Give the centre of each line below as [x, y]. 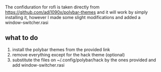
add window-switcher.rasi [38, 65]
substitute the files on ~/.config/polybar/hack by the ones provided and [84, 60]
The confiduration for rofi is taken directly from [52, 7]
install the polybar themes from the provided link [61, 49]
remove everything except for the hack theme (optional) [69, 54]
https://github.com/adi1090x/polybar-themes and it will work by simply [77, 12]
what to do [22, 38]
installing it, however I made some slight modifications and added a [73, 17]
